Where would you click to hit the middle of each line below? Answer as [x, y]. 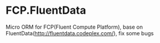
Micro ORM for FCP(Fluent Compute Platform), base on [74, 27]
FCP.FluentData [46, 10]
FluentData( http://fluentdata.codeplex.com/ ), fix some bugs [80, 33]
